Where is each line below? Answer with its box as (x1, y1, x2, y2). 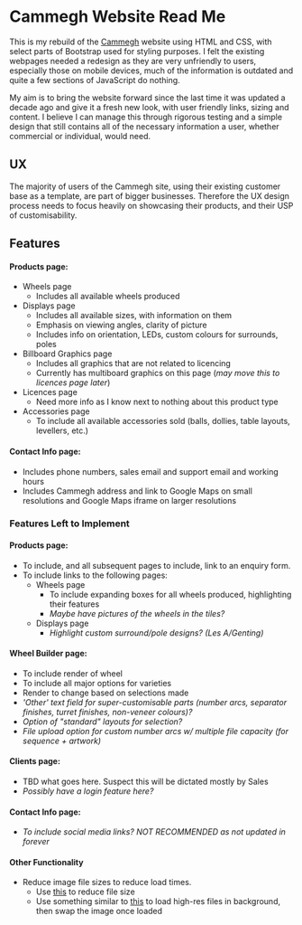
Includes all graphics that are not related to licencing (35, 358, 232, 369)
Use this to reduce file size (35, 886, 135, 897)
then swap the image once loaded (35, 906, 163, 917)
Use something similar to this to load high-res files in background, (35, 896, 281, 907)
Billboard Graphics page (22, 348, 113, 359)
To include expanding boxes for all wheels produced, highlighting (49, 589, 292, 599)
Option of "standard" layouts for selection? (22, 716, 183, 727)
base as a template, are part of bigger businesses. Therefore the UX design (9, 190, 290, 201)
